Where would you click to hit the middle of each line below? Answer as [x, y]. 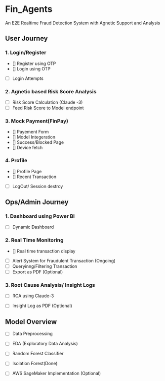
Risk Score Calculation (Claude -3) [47, 102]
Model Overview [31, 322]
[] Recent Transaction [34, 177]
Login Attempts [28, 78]
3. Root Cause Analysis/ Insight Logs [50, 285]
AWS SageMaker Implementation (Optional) [57, 374]
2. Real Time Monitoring [34, 240]
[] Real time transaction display [44, 251]
